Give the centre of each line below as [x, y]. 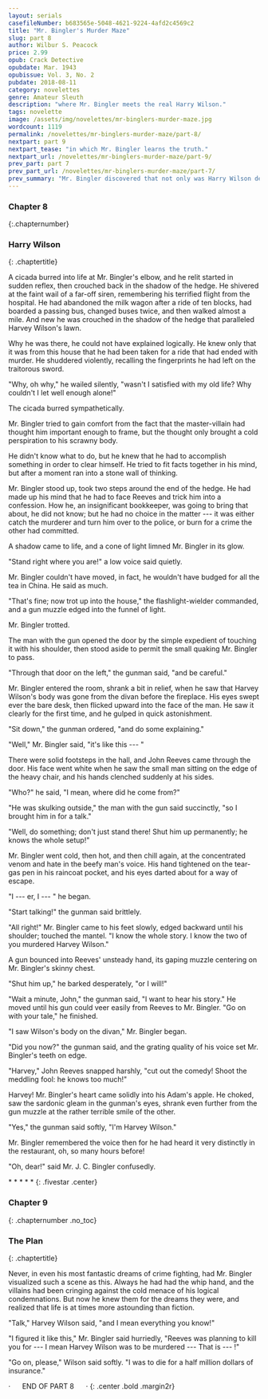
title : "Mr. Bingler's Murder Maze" [69, 30]
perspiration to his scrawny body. [63, 441]
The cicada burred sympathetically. [67, 408]
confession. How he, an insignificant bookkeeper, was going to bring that [128, 505]
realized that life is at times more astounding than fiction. [102, 1307]
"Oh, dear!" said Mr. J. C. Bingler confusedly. [82, 1167]
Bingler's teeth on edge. [48, 1055]
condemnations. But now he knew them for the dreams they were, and [124, 1299]
